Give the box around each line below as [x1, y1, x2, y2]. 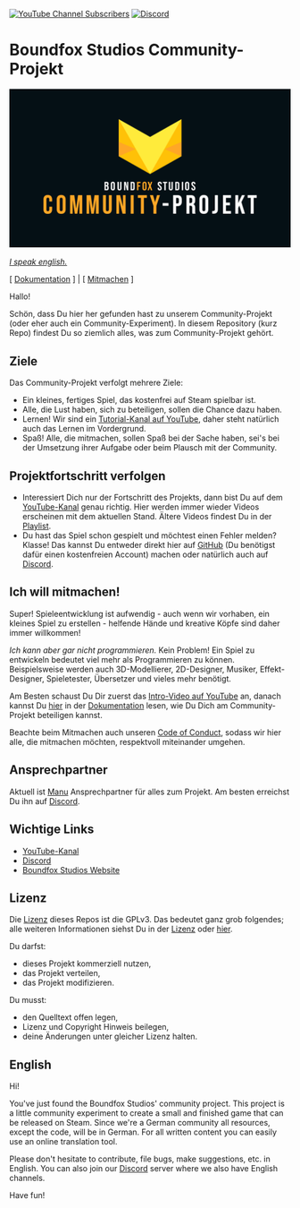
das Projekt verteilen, [21, 968, 101, 979]
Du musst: [9, 995, 47, 1006]
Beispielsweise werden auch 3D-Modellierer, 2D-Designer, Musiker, [9, 664, 258, 674]
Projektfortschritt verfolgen [9, 468, 166, 484]
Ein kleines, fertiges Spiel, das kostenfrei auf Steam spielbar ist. [21, 395, 256, 406]
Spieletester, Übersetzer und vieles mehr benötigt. [46, 673, 232, 684]
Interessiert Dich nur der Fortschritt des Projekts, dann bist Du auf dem [21, 493, 283, 503]
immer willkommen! [9, 627, 81, 638]
